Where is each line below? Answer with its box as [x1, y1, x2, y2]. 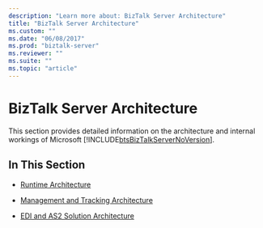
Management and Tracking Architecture [19, 195, 154, 205]
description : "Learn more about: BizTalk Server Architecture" [8, 11, 227, 20]
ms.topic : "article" [8, 65, 78, 73]
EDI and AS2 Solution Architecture [19, 211, 135, 221]
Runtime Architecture [19, 179, 91, 189]
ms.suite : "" [8, 57, 53, 65]
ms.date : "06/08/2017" [8, 34, 85, 43]
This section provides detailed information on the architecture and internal [8, 126, 256, 136]
